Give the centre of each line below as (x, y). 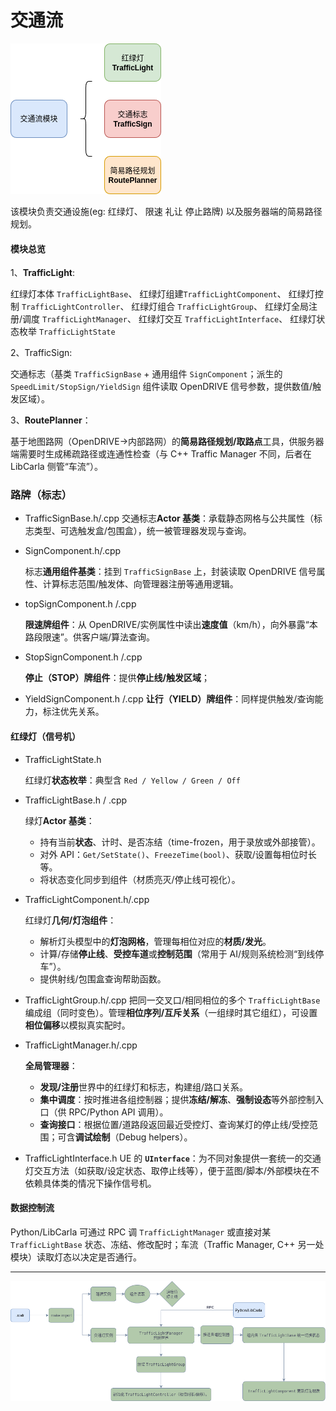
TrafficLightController (71, 307)
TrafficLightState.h (63, 759)
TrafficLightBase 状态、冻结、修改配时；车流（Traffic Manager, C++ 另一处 (167, 1244)
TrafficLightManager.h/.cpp (81, 1045)
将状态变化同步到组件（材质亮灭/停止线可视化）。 (140, 879)
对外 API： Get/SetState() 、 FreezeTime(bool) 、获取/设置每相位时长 (178, 854)
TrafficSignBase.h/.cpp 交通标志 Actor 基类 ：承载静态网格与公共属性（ (169, 518)
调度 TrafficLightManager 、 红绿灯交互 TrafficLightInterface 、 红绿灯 (169, 319)
